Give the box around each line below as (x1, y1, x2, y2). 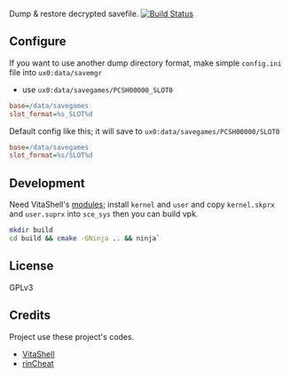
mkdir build (9, 226, 53, 235)
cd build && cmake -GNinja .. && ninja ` (9, 234, 161, 243)
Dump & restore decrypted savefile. (9, 9, 139, 19)
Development (9, 176, 86, 191)
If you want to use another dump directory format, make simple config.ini (9, 58, 282, 68)
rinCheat (21, 357, 55, 368)
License (9, 258, 54, 274)
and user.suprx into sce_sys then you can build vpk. (9, 208, 199, 219)
